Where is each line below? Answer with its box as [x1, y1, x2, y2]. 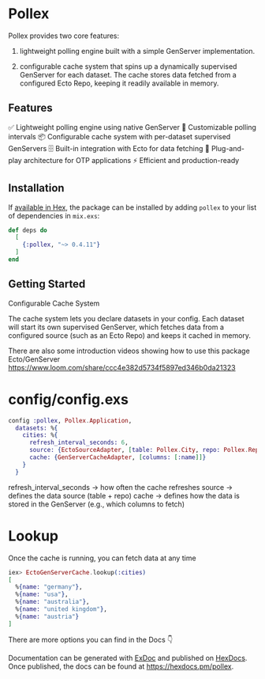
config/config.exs [8, 390, 129, 408]
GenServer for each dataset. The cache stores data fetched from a [19, 70, 237, 79]
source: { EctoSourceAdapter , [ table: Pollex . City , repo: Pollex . [28, 446, 248, 454]
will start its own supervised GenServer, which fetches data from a [8, 322, 225, 332]
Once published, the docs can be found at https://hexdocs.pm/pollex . [8, 662, 234, 671]
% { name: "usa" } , [15, 590, 69, 598]
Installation [8, 181, 65, 195]
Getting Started [8, 278, 86, 291]
